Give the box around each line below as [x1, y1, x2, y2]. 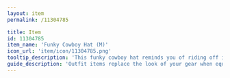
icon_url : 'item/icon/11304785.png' [7, 48, 112, 55]
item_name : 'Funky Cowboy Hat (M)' [7, 42, 109, 49]
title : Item [7, 29, 41, 36]
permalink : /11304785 [7, 16, 69, 23]
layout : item [7, 10, 44, 17]
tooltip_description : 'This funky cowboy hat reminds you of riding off [7, 54, 219, 62]
